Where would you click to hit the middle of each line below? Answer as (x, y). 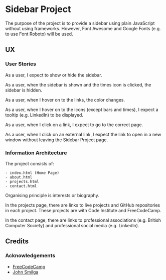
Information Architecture (36, 153)
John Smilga (25, 272)
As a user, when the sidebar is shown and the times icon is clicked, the (78, 84)
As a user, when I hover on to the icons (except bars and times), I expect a (82, 110)
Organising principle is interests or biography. (52, 195)
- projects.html (22, 181)
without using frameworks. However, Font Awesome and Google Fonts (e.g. (83, 28)
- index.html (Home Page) (32, 173)
